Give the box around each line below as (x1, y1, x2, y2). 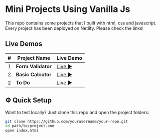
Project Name (17, 54, 51, 61)
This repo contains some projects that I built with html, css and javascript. (5, 20, 157, 26)
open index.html (5, 128, 39, 133)
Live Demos (5, 40, 42, 48)
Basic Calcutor (15, 71, 52, 78)
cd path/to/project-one (5, 124, 55, 129)
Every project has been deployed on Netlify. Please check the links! (5, 25, 144, 31)
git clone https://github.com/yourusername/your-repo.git (5, 119, 128, 124)
